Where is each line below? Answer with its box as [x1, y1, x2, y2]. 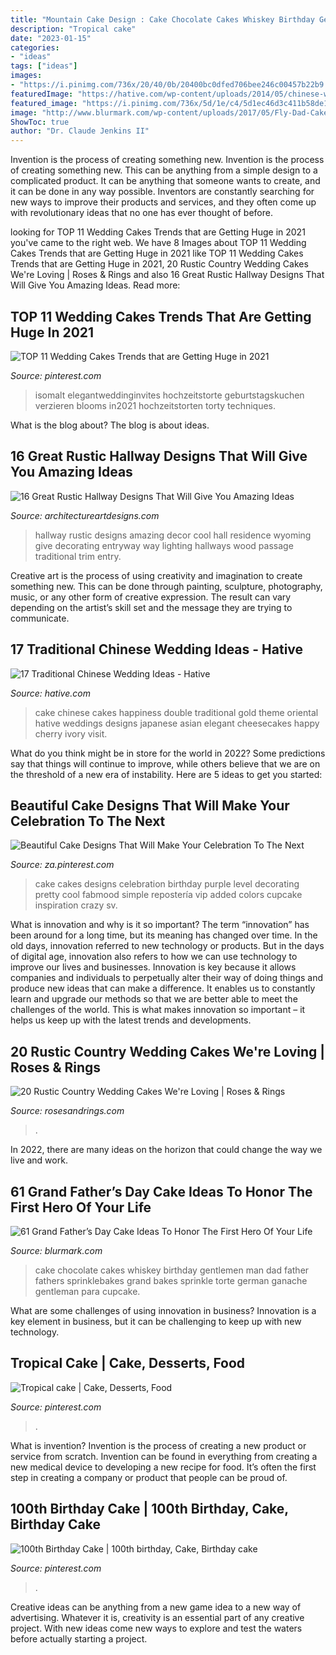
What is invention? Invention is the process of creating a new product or [10, 1439, 307, 1451]
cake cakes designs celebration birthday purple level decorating [34, 878, 300, 890]
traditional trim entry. [34, 550, 122, 562]
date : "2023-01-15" [10, 33, 92, 43]
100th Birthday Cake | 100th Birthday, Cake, [10, 1501, 289, 1518]
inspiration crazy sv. [34, 899, 118, 911]
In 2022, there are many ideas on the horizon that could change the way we [10, 1144, 323, 1156]
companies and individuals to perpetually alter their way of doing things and [10, 972, 324, 984]
